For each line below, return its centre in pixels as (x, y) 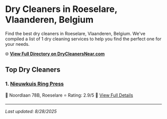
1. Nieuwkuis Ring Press (35, 84)
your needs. (17, 44)
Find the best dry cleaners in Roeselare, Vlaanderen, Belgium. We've (75, 33)
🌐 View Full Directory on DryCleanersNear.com (55, 54)
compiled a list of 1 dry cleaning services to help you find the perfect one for (83, 39)
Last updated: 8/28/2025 (31, 111)
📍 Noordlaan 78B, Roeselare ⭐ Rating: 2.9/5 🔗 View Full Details (69, 95)
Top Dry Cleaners (33, 70)
